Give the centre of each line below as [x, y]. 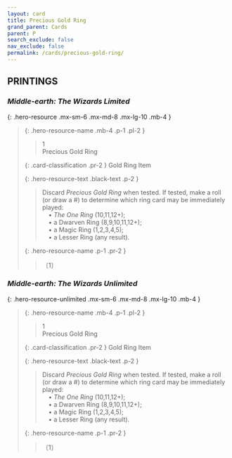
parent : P [22, 33]
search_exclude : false [40, 40]
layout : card [26, 14]
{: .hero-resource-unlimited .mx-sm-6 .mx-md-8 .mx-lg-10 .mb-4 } [104, 299]
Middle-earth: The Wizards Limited [69, 101]
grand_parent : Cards [38, 27]
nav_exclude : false [36, 46]
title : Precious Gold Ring [47, 20]
